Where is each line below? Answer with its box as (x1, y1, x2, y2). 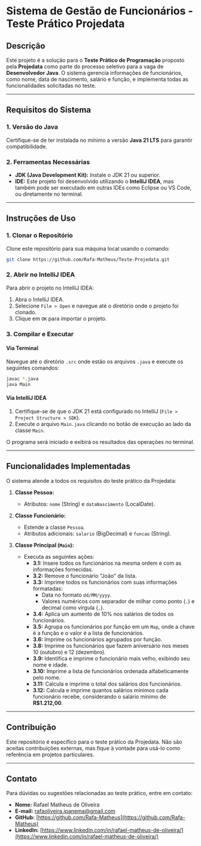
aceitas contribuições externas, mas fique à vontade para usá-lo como (6, 744, 181, 751)
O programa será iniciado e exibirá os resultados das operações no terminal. (6, 438, 195, 445)
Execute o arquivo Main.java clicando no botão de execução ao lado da (14, 420, 191, 427)
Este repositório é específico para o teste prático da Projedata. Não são (6, 738, 182, 745)
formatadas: (32, 585, 63, 592)
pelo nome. (32, 674, 61, 681)
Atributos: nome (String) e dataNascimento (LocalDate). (23, 500, 156, 507)
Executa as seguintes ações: (23, 553, 95, 560)
